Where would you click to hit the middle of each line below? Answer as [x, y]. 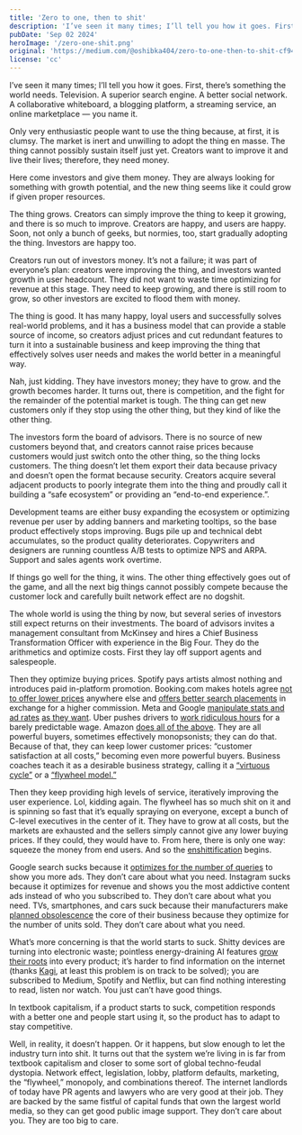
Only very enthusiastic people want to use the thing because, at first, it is [145, 131]
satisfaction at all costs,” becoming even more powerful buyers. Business [145, 756]
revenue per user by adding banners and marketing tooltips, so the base [143, 522]
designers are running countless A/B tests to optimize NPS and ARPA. [138, 550]
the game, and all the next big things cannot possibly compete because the [149, 587]
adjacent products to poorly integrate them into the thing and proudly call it [148, 485]
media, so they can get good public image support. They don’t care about [146, 1111]
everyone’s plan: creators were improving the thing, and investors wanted [145, 270]
